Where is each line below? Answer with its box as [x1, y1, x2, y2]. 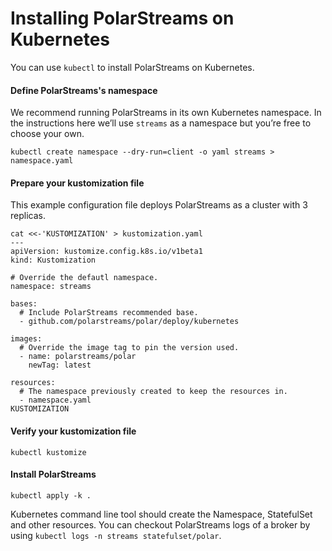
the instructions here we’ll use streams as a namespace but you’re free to [10, 117, 312, 129]
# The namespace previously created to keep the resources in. [19, 387, 288, 397]
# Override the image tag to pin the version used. [19, 343, 240, 353]
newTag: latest [28, 360, 92, 371]
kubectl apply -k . [10, 490, 92, 501]
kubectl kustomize [10, 447, 87, 457]
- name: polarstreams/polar [19, 352, 137, 362]
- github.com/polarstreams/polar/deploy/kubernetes [19, 317, 240, 327]
